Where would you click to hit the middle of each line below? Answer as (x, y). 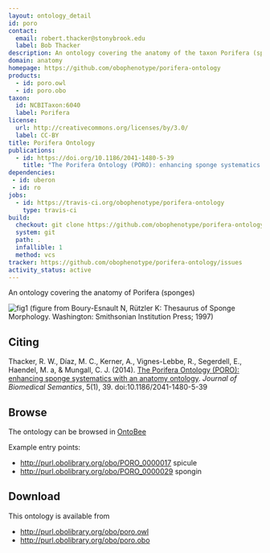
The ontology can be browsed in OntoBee (78, 432)
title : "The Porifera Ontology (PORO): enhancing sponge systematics (142, 166)
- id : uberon (34, 180)
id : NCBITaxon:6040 (48, 105)
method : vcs (36, 255)
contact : (23, 31)
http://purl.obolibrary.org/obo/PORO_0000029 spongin (111, 471)
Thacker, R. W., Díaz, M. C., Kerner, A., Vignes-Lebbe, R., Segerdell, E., (125, 362)
